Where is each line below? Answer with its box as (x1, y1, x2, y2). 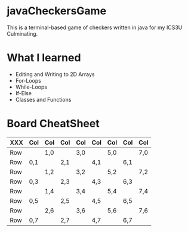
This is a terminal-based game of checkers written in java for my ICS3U (7, 24, 183, 31)
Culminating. (7, 30, 38, 37)
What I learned (7, 51, 81, 65)
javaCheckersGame (7, 4, 107, 18)
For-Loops (15, 77, 41, 84)
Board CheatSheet (7, 117, 100, 130)
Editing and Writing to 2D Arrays (15, 70, 95, 78)
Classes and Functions (15, 96, 72, 103)
